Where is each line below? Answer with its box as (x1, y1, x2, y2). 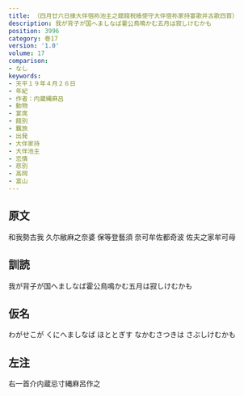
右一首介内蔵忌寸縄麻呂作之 (8, 379, 101, 389)
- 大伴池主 (8, 147, 40, 155)
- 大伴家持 (8, 139, 40, 148)
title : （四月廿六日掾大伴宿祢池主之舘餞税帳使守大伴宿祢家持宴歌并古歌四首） (8, 11, 238, 20)
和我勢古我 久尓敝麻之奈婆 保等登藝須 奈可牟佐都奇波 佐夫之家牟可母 (8, 232, 236, 242)
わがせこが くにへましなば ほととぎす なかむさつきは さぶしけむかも (8, 330, 236, 339)
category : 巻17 (8, 34, 58, 43)
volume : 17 (8, 49, 45, 57)
